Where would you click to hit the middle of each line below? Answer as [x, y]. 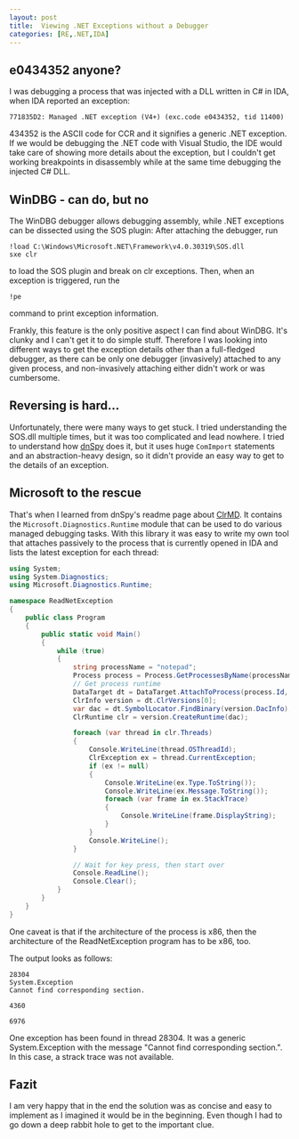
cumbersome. [35, 378]
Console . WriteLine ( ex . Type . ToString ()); [180, 783]
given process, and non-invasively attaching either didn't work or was [137, 368]
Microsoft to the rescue [76, 493]
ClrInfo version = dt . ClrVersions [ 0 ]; [145, 700]
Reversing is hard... [65, 406]
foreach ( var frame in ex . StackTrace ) [177, 799]
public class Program [65, 618]
